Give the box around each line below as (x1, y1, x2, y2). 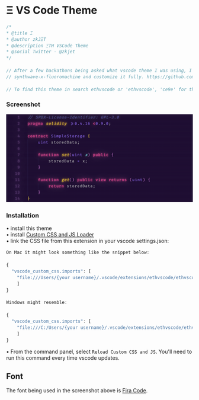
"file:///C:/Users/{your (17, 324, 78, 331)
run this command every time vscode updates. (6, 354, 120, 361)
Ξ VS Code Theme (6, 4, 98, 17)
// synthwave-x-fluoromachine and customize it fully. (6, 73, 145, 80)
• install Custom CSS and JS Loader (6, 231, 95, 238)
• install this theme (6, 225, 52, 232)
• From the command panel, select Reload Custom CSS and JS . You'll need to (6, 348, 192, 355)
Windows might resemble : (6, 300, 68, 306)
